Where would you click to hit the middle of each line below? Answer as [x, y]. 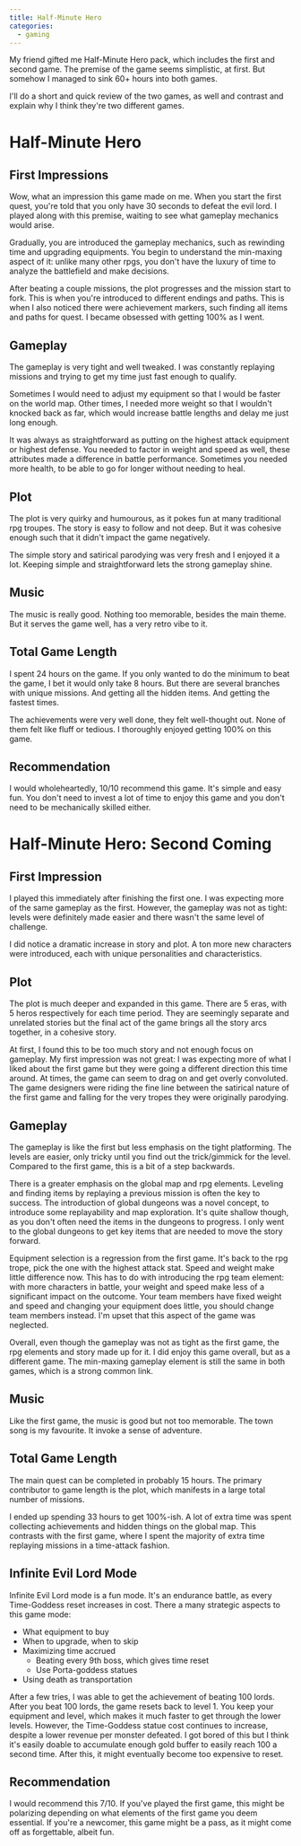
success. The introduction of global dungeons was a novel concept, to [139, 1203]
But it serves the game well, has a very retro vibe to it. [109, 624]
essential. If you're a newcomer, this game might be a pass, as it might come [150, 1823]
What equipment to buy [65, 1632]
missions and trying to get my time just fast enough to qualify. [123, 377]
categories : [31, 26]
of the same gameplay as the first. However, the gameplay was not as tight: [148, 908]
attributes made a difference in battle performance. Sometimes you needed [149, 459]
